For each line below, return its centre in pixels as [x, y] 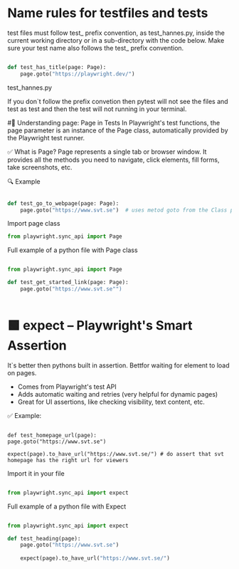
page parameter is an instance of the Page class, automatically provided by [118, 130]
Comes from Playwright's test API [67, 387]
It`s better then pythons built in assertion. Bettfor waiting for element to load [118, 365]
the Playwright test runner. [46, 137]
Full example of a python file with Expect [67, 506]
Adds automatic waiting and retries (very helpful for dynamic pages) [118, 394]
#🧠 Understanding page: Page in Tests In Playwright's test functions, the [114, 122]
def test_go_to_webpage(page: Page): [63, 203]
